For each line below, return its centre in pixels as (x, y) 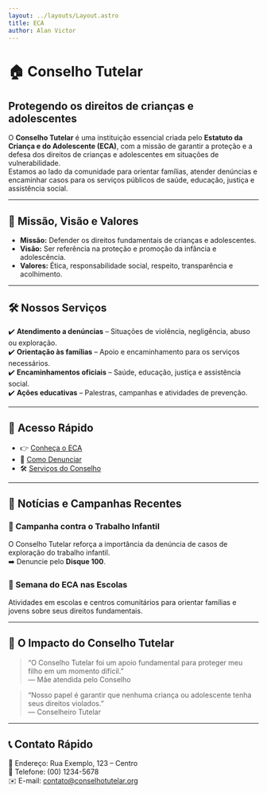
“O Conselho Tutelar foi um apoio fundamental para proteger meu (135, 662)
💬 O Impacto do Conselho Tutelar (91, 644)
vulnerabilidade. (35, 163)
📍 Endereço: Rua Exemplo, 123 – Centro (73, 764)
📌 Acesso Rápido (51, 428)
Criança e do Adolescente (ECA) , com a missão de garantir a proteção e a (130, 146)
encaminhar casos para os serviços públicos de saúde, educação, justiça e (132, 180)
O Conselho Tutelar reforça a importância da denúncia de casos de (118, 544)
